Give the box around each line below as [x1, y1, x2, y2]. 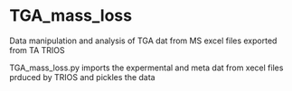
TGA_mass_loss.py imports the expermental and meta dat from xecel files [9, 62, 284, 73]
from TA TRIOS [9, 44, 65, 55]
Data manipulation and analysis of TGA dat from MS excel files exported [9, 35, 278, 46]
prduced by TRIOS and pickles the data [9, 71, 155, 82]
